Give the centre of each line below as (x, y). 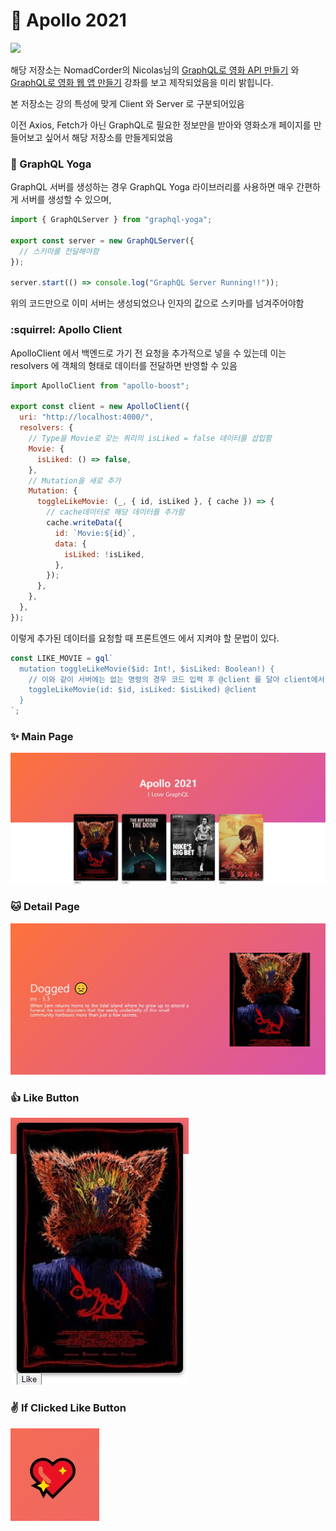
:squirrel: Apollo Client (66, 330)
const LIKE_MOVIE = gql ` (62, 658)
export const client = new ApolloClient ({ (100, 407)
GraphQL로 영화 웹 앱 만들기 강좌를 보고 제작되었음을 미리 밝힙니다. (142, 82)
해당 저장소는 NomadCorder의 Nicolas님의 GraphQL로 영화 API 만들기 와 (155, 70)
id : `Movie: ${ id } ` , (95, 533)
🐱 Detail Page (45, 907)
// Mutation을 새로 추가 (75, 480)
